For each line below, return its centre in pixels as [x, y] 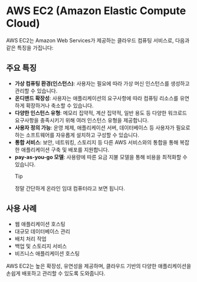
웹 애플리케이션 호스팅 [40, 224]
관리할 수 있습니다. [36, 91]
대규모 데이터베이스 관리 [42, 231]
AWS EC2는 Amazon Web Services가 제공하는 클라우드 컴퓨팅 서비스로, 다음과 [98, 40]
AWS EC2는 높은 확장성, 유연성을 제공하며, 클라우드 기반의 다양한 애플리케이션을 [99, 266]
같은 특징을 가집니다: [30, 48]
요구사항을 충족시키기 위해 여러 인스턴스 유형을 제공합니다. [82, 120]
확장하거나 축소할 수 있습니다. [60, 105]
